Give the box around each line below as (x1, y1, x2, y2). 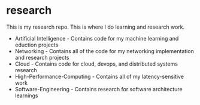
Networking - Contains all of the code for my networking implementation (14, 47, 195, 54)
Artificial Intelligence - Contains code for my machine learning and (14, 35, 179, 42)
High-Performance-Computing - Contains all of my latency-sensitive (14, 73, 184, 80)
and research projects (14, 54, 69, 61)
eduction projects (14, 41, 59, 48)
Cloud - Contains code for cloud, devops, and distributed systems (14, 60, 178, 67)
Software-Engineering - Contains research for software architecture (14, 85, 183, 92)
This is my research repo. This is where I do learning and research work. (6, 23, 185, 30)
